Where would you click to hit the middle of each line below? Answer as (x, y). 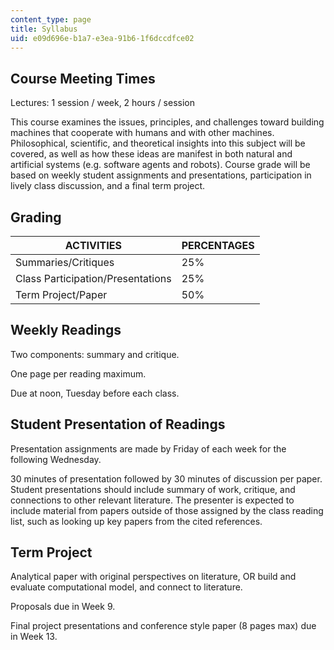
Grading (36, 217)
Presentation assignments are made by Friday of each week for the (148, 448)
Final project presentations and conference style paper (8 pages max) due (163, 626)
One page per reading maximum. (78, 373)
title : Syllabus (44, 29)
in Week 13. (34, 637)
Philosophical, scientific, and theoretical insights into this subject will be (158, 143)
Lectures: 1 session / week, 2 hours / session (103, 103)
